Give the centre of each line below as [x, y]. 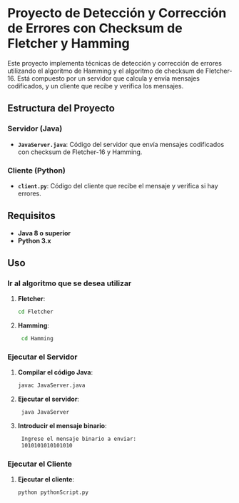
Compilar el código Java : [55, 372]
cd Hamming [37, 339]
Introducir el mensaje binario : [62, 426]
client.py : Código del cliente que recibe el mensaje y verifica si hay [118, 186]
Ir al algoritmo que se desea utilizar [70, 283]
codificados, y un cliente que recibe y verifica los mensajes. [96, 86]
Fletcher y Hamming [68, 44]
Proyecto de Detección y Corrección [117, 13]
